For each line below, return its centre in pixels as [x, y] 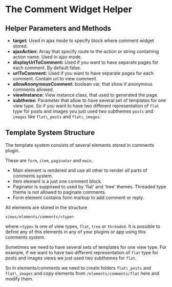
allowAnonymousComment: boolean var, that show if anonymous [82, 84]
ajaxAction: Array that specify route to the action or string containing [86, 51]
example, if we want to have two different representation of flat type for [82, 252]
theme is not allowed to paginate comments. [59, 192]
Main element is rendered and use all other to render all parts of [80, 170]
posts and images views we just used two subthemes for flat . [71, 258]
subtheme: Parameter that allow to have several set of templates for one [89, 100]
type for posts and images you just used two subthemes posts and [83, 111]
